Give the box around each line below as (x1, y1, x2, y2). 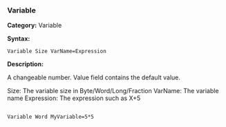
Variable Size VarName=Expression (7, 48, 107, 55)
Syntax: (7, 35, 30, 43)
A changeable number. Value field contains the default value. (7, 73, 181, 81)
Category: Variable (7, 21, 62, 30)
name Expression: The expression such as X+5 (7, 94, 141, 102)
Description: (7, 60, 44, 68)
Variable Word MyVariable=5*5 (7, 113, 95, 121)
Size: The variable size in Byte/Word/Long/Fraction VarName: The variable (7, 87, 219, 95)
